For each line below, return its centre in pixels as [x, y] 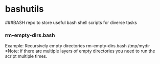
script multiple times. [26, 56]
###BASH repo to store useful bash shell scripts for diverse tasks [71, 22]
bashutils [24, 9]
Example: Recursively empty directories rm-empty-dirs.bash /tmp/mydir [78, 46]
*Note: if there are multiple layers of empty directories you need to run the [80, 51]
